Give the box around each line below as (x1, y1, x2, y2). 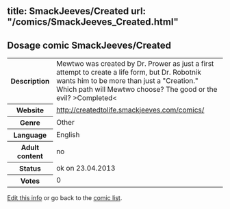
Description (10, 76, 50, 86)
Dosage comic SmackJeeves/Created (7, 39, 172, 51)
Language (13, 130, 47, 140)
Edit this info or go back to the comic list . (7, 193, 123, 201)
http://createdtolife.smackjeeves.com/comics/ (55, 105, 205, 114)
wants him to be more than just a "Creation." (55, 76, 199, 86)
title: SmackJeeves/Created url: (7, 5, 146, 17)
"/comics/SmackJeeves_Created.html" (7, 16, 179, 28)
